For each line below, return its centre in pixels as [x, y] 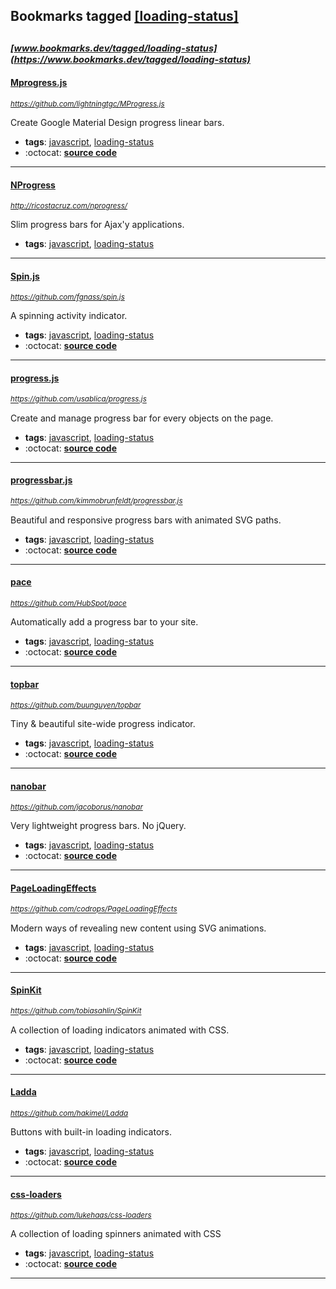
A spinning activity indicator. [69, 316]
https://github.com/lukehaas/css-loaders [81, 1215]
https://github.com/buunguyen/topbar [76, 705]
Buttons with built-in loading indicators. [91, 1132]
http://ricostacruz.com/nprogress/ [69, 206]
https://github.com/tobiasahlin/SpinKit [76, 1011]
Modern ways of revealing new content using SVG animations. [138, 928]
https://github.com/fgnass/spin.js [67, 297]
